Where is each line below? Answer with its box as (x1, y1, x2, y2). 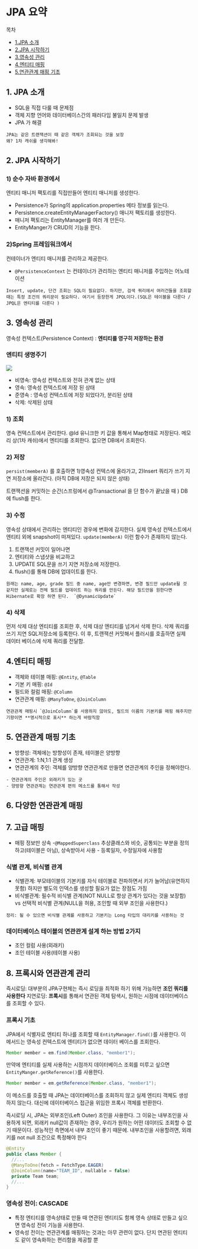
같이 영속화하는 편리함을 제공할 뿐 (21, 1236, 98, 1243)
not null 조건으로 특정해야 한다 (16, 1134, 87, 1141)
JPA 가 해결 (14, 119, 42, 126)
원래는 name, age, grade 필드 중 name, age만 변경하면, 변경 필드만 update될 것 (6, 581, 187, 587)
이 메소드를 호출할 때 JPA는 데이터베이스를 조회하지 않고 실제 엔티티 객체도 (6, 1092, 178, 1099)
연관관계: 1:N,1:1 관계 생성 (14, 756, 74, 763)
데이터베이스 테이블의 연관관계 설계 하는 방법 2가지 (6, 927, 141, 936)
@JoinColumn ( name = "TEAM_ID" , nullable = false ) (11, 1167, 131, 1174)
